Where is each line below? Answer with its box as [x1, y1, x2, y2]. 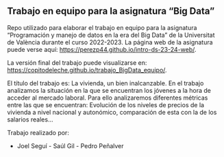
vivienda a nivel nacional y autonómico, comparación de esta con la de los [7, 108, 217, 116]
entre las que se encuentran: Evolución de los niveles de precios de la [7, 100, 204, 109]
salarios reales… [7, 115, 53, 124]
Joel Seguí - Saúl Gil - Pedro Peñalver [16, 141, 124, 149]
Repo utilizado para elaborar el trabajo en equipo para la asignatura [7, 23, 197, 31]
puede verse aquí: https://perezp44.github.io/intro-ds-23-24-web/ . [7, 45, 197, 53]
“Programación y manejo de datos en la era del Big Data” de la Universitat [7, 31, 215, 39]
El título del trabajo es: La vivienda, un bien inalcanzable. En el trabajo [7, 78, 204, 87]
